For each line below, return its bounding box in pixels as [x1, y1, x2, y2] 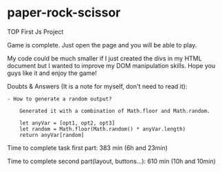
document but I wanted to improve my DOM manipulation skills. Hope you [7, 61, 216, 69]
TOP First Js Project [7, 28, 64, 36]
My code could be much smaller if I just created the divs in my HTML [7, 54, 202, 63]
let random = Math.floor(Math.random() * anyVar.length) [19, 125, 186, 132]
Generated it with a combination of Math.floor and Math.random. [19, 107, 211, 114]
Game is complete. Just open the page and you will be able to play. [7, 41, 197, 49]
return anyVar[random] [19, 131, 85, 138]
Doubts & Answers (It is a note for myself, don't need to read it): [7, 82, 188, 90]
